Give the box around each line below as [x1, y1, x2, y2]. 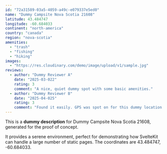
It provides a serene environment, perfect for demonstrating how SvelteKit [5, 133, 158, 139]
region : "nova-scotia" [5, 35, 52, 40]
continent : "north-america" [5, 26, 64, 31]
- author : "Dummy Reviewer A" [9, 72, 72, 77]
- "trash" [9, 44, 30, 49]
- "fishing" [9, 49, 35, 54]
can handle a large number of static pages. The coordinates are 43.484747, [5, 139, 161, 145]
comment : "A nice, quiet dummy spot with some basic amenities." [14, 86, 153, 91]
